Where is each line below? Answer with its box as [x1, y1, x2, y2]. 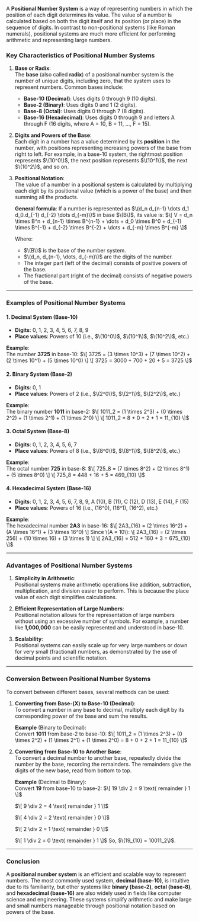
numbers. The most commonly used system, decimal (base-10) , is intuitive [6, 877, 190, 884]
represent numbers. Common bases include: [14, 84, 124, 91]
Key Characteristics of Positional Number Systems [6, 51, 155, 59]
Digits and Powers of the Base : [14, 132, 92, 139]
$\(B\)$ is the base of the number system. [23, 247, 126, 254]
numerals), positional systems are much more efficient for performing [6, 30, 176, 37]
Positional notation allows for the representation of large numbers [14, 612, 175, 619]
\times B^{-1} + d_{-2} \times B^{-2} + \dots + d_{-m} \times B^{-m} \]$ [14, 224, 188, 231]
